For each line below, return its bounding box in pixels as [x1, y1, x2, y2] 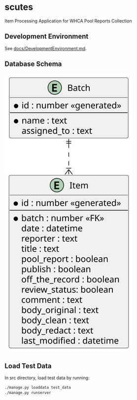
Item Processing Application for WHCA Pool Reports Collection [4, 18, 132, 24]
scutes [4, 1, 33, 13]
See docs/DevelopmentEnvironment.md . [4, 45, 87, 51]
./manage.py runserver [4, 391, 51, 396]
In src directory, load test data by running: [4, 375, 90, 381]
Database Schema [4, 60, 62, 68]
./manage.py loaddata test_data [4, 385, 71, 390]
